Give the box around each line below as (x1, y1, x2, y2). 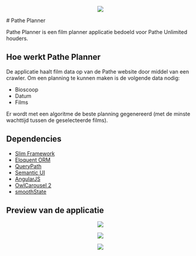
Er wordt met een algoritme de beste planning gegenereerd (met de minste (6, 110, 191, 117)
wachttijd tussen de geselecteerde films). (6, 117, 108, 124)
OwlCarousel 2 (14, 181, 52, 188)
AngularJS (14, 175, 41, 182)
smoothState (14, 188, 47, 195)
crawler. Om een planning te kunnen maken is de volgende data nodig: (6, 74, 180, 81)
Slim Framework (14, 150, 55, 157)
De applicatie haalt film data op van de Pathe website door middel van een (6, 68, 189, 75)
